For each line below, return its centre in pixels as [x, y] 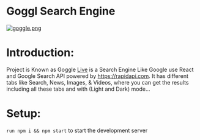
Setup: [24, 114]
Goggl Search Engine [61, 11]
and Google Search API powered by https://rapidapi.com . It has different [97, 76]
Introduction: [40, 53]
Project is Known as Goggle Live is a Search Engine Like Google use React [100, 69]
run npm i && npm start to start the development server [77, 130]
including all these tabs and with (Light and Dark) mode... [78, 89]
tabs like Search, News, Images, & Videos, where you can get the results [98, 82]
